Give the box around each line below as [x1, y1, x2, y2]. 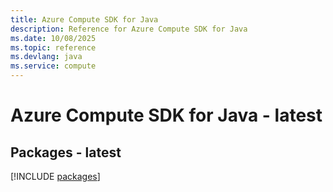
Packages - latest [10, 144, 122, 161]
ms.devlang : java [10, 52, 83, 62]
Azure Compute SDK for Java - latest [10, 104, 323, 127]
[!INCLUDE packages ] [10, 171, 101, 182]
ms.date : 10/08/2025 [10, 33, 97, 43]
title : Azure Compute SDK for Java [10, 14, 159, 25]
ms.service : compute [10, 61, 97, 71]
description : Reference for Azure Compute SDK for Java [10, 24, 248, 34]
